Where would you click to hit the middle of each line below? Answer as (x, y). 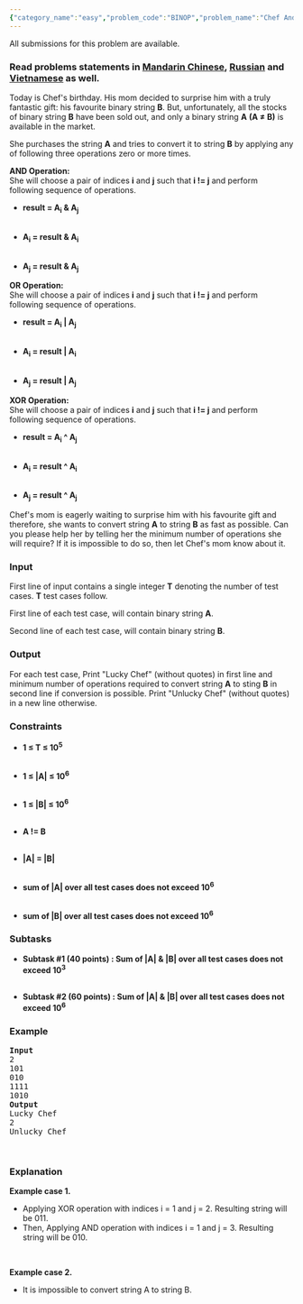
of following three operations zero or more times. (100, 153)
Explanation (36, 1171)
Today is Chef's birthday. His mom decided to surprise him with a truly (140, 97)
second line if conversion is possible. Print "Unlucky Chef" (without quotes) (150, 693)
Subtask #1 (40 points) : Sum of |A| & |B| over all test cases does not (153, 959)
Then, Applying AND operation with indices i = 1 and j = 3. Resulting (148, 1228)
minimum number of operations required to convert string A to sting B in (143, 684)
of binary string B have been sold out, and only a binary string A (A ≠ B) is (147, 116)
